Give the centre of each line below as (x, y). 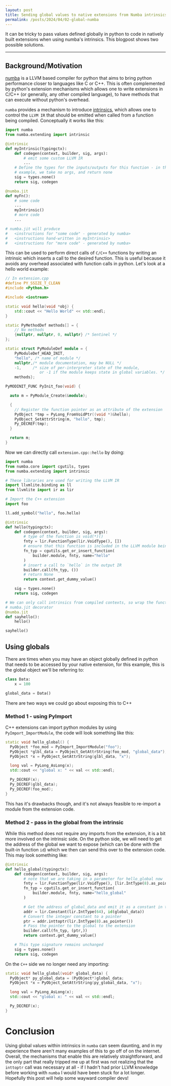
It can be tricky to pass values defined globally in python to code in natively (84, 34)
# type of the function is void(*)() (63, 537)
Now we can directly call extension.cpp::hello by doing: (65, 452)
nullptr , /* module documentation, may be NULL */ (68, 363)
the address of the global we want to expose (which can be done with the (82, 844)
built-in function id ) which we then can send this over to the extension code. (85, 849)
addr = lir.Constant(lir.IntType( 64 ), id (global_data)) (84, 912)
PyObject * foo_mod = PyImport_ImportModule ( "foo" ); (66, 747)
